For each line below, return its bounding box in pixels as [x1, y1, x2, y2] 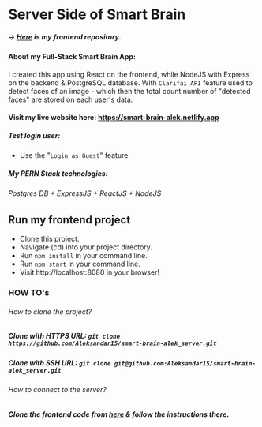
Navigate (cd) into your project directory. [19, 242, 152, 252]
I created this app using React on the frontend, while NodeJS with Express [8, 69, 250, 79]
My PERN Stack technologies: [8, 168, 108, 178]
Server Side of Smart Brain [8, 6, 186, 24]
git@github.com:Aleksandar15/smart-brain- [114, 359, 256, 368]
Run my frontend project [8, 213, 131, 227]
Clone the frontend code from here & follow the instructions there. [8, 409, 230, 419]
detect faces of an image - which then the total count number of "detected [8, 86, 251, 96]
